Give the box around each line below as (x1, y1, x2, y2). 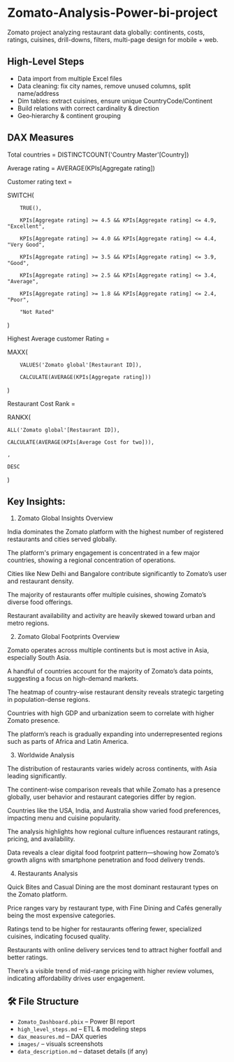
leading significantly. (7, 772, 67, 780)
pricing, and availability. (7, 835, 75, 843)
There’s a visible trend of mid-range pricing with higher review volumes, (7, 967, 214, 975)
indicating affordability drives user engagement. (7, 974, 145, 983)
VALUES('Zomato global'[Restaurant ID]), (20, 361, 142, 368)
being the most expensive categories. (7, 911, 116, 920)
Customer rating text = (7, 177, 73, 186)
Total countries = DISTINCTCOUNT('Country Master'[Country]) (7, 150, 189, 159)
